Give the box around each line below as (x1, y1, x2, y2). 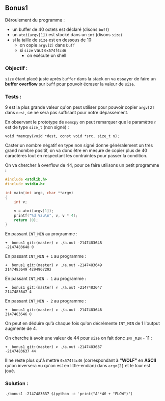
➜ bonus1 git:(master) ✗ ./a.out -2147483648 (5, 240, 102, 246)
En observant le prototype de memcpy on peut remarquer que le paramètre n (5, 119, 157, 125)
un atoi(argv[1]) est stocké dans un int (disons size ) (12, 31, 123, 37)
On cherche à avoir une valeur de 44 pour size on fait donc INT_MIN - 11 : (5, 335, 152, 341)
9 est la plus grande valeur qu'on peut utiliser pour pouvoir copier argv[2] (5, 104, 155, 110)
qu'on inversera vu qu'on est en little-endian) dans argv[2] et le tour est (5, 363, 151, 369)
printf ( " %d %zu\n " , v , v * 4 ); (14, 213, 78, 218)
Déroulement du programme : (5, 17, 65, 23)
